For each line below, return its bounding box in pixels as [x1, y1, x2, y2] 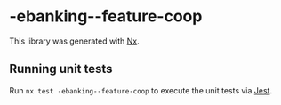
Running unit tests [9, 61, 113, 77]
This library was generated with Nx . [9, 36, 140, 46]
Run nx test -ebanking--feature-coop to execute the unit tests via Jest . [9, 85, 273, 95]
